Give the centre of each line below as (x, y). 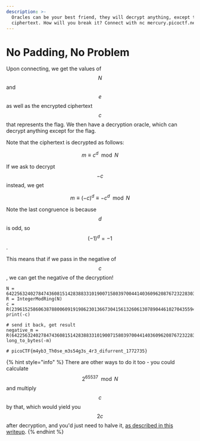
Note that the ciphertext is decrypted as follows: (65, 142)
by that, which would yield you (44, 406)
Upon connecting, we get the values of (54, 69)
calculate (17, 369)
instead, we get (25, 185)
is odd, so (18, 228)
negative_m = (22, 330)
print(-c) (18, 315)
